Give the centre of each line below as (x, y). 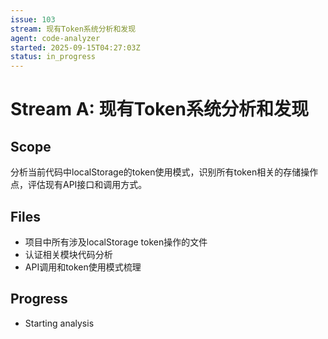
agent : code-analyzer (55, 38)
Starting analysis (59, 323)
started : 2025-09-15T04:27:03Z (75, 47)
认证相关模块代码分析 (68, 254)
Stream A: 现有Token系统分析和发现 (159, 109)
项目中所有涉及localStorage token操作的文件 (116, 242)
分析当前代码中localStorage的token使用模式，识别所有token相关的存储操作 (164, 172)
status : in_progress (53, 57)
